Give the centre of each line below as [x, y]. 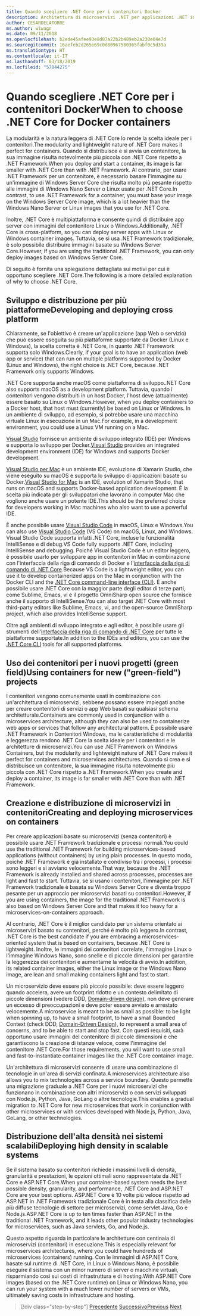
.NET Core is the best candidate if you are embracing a [74, 937]
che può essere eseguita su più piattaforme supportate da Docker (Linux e [97, 340]
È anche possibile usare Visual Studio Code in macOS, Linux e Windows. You [100, 525]
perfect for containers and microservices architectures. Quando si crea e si [98, 759]
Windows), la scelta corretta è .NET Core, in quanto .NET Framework [90, 346]
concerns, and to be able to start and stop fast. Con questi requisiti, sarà [95, 1030]
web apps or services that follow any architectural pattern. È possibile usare [99, 727]
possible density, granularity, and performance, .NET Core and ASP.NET [95, 1189]
